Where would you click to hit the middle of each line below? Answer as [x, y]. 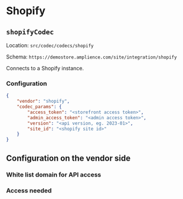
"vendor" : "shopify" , [43, 102]
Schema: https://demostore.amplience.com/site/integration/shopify [91, 57]
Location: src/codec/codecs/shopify [50, 45]
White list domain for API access [54, 175]
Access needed [29, 191]
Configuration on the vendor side [68, 158]
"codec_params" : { [39, 107]
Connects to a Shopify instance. [45, 68]
